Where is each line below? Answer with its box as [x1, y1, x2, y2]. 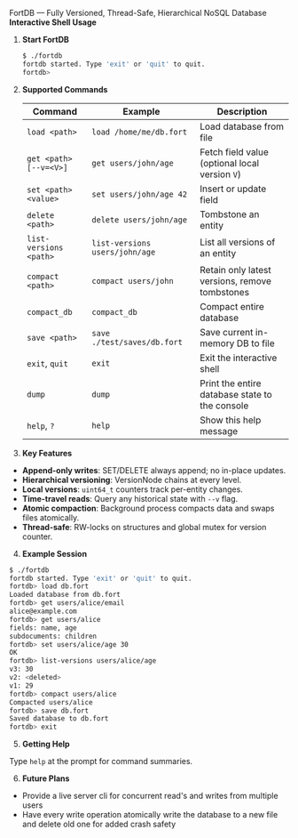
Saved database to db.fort [9, 714, 109, 723]
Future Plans [21, 773, 70, 784]
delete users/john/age [91, 214, 188, 225]
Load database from [199, 120, 284, 133]
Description [216, 105, 268, 117]
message [199, 424, 239, 437]
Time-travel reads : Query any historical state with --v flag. [21, 493, 239, 504]
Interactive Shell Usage [9, 17, 98, 28]
